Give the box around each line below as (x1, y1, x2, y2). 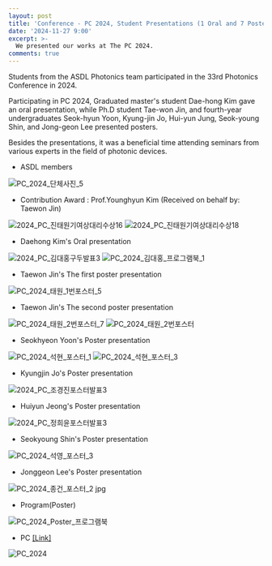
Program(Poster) (19, 500, 76, 509)
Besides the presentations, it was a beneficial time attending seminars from (8, 138, 260, 147)
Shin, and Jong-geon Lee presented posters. (8, 122, 159, 131)
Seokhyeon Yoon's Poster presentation (19, 336, 151, 345)
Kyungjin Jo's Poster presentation (19, 368, 134, 378)
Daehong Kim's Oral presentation (19, 237, 132, 246)
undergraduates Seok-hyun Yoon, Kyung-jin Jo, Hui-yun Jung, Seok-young (8, 114, 260, 122)
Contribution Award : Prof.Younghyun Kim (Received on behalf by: (19, 195, 240, 204)
